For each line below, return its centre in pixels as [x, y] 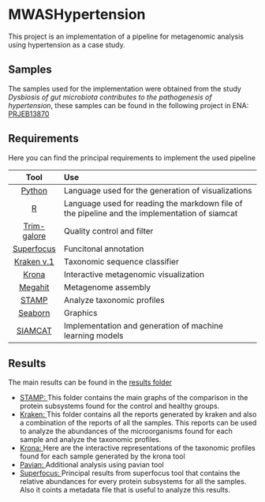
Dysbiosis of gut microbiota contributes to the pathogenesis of [110, 97]
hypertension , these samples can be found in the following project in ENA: [129, 105]
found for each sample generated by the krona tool [102, 456]
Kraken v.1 [34, 261]
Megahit [34, 287]
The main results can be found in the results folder [90, 382]
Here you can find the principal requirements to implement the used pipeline [132, 157]
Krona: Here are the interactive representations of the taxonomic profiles [138, 448]
